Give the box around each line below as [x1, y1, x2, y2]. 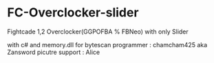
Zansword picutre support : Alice [7, 48, 100, 56]
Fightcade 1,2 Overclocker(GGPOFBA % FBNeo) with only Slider [7, 27, 189, 36]
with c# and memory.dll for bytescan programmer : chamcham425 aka [7, 40, 208, 49]
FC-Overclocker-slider [7, 5, 139, 21]
